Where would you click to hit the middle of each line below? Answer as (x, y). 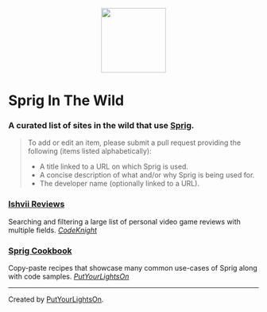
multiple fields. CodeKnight (53, 230)
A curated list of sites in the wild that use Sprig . (101, 126)
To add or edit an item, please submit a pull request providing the (134, 142)
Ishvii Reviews (37, 205)
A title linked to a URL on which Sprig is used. (114, 166)
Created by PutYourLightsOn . (56, 299)
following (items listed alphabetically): (90, 151)
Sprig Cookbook (40, 251)
